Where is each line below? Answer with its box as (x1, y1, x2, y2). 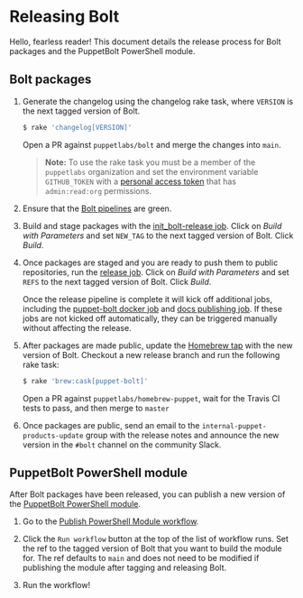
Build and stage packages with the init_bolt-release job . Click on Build (22, 220, 282, 231)
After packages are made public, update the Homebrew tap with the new (22, 340, 293, 351)
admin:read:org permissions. (44, 185, 151, 196)
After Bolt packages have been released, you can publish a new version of (9, 489, 286, 500)
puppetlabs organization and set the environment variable (44, 166, 259, 177)
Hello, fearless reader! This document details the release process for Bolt (9, 36, 281, 47)
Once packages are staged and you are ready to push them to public (22, 257, 279, 268)
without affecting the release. (22, 322, 133, 333)
